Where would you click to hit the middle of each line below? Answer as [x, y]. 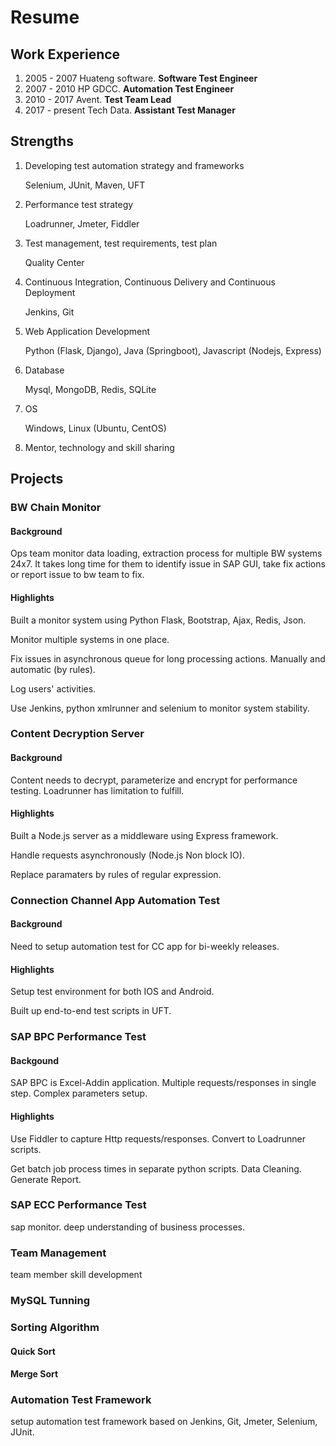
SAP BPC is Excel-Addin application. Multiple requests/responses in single [163, 1083]
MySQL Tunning [50, 1301]
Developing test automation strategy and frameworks [134, 165]
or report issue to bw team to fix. [77, 575]
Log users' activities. [53, 688]
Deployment [50, 292]
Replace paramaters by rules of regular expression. [116, 874]
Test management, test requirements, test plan [121, 243]
